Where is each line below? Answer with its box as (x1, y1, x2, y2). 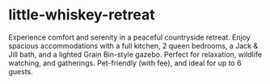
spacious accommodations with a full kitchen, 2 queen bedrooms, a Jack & (8, 40, 259, 50)
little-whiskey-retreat (8, 6, 155, 24)
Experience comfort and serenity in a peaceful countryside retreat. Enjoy (8, 32, 251, 42)
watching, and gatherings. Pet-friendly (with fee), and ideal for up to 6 (8, 58, 242, 68)
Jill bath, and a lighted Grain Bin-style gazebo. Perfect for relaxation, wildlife (8, 49, 263, 59)
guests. (8, 66, 34, 76)
